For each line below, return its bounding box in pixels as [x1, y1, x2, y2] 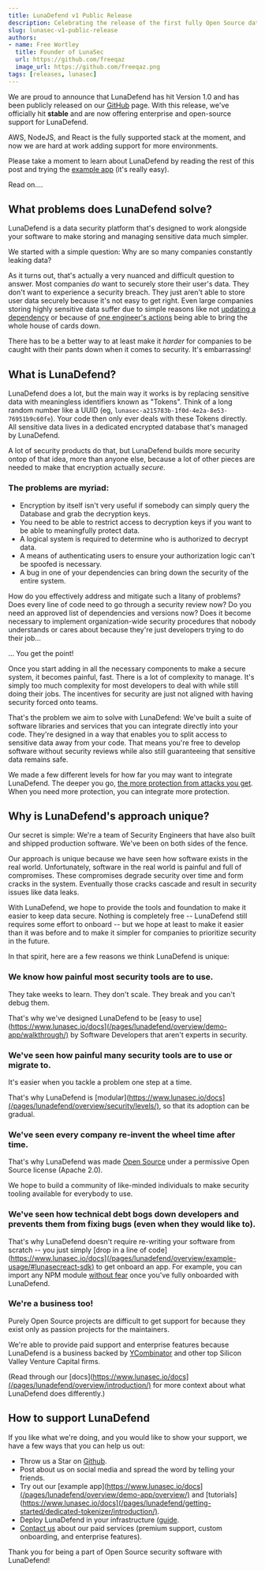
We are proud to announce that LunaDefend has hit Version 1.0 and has [8, 92, 240, 101]
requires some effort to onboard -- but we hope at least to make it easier [8, 920, 244, 929]
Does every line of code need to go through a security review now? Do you [8, 599, 252, 609]
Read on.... [8, 179, 43, 189]
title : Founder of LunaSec [15, 48, 104, 56]
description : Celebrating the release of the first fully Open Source [8, 19, 245, 27]
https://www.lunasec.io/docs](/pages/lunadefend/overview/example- [10, 1253, 237, 1263]
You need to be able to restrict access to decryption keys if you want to [19, 517, 252, 527]
